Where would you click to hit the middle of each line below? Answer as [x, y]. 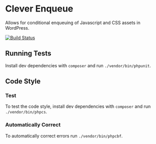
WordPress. [17, 28]
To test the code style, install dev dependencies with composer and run [78, 106]
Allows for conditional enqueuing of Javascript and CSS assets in [73, 23]
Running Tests [28, 53]
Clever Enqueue [39, 9]
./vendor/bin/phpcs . [26, 112]
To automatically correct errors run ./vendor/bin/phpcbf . [64, 135]
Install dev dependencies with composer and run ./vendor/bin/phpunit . [78, 65]
